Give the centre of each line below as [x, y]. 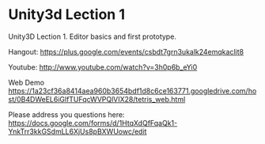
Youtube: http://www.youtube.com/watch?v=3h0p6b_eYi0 [103, 67]
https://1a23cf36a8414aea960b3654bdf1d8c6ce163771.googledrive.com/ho [132, 91]
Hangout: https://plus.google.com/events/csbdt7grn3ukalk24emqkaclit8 [126, 51]
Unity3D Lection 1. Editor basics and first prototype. [92, 36]
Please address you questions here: [66, 114]
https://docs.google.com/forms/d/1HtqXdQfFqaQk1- [93, 123]
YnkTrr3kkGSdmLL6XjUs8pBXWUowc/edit [78, 131]
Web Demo [26, 82]
